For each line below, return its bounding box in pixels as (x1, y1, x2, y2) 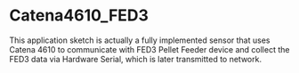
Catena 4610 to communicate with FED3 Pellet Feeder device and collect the (9, 44, 290, 54)
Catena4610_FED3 (9, 5, 149, 26)
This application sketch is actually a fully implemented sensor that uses (9, 35, 271, 45)
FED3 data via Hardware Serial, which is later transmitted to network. (9, 53, 263, 64)
